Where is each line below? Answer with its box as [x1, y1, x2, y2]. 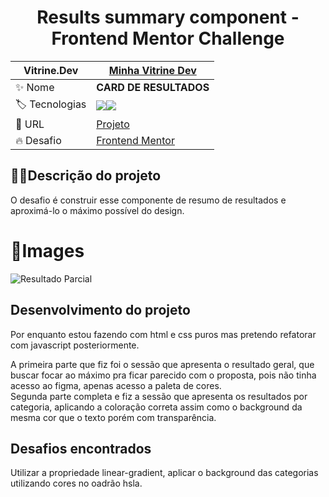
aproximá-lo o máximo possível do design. [10, 204, 185, 216]
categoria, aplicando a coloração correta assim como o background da [10, 401, 303, 413]
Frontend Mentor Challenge [51, 27, 285, 50]
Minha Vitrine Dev [108, 63, 197, 77]
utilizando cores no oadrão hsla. [10, 477, 143, 490]
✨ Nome [15, 80, 55, 94]
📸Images [10, 239, 85, 262]
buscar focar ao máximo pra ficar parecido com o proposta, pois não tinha [10, 369, 317, 381]
